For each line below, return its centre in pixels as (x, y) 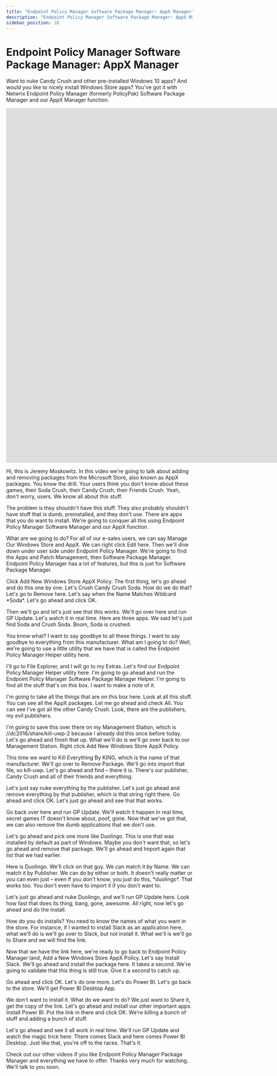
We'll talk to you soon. (33, 1067)
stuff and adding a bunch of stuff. (47, 1019)
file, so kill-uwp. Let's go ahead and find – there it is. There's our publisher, (97, 770)
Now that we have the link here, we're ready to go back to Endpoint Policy (96, 952)
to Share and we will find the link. (46, 940)
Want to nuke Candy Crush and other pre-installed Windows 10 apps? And (97, 81)
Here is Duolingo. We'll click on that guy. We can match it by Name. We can (98, 866)
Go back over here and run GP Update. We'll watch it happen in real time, (95, 812)
